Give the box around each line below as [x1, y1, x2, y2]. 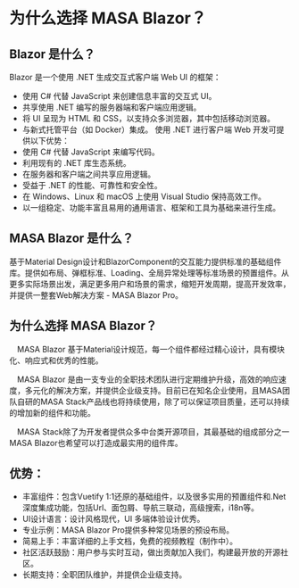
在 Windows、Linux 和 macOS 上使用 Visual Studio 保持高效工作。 [21, 191, 266, 202]
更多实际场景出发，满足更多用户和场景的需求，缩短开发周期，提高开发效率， [9, 278, 291, 289]
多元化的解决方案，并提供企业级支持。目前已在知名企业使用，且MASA [24, 385, 283, 395]
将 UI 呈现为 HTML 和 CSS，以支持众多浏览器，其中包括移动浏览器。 [21, 113, 275, 123]
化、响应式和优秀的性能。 [9, 354, 104, 366]
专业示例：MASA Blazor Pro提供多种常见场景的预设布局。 [21, 525, 235, 535]
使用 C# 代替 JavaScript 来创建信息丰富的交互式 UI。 [21, 91, 217, 101]
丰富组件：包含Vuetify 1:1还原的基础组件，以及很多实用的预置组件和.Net [21, 492, 287, 502]
